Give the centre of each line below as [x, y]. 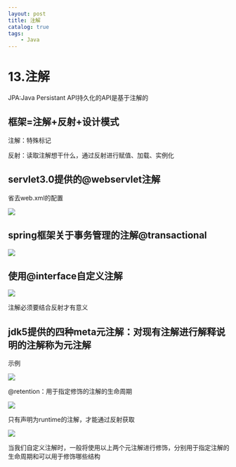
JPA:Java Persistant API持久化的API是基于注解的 [78, 98]
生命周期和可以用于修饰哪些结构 [54, 456]
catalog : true [29, 27]
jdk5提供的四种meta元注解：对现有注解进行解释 [112, 332]
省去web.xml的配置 [36, 198]
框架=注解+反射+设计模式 [64, 122]
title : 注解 [24, 20]
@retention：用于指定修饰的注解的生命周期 [70, 392]
